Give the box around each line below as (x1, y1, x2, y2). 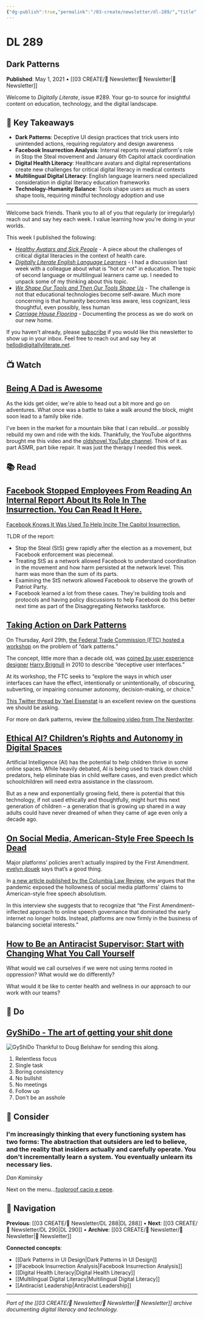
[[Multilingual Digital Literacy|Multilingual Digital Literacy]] (15, 1275, 160, 1283)
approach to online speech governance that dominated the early (29, 908, 191, 916)
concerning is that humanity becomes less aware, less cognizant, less (15, 297, 191, 304)
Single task (15, 1061, 44, 1069)
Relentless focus (15, 1055, 57, 1063)
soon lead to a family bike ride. (6, 413, 83, 420)
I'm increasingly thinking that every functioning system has (6, 1129, 186, 1138)
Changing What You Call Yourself (6, 948, 135, 959)
